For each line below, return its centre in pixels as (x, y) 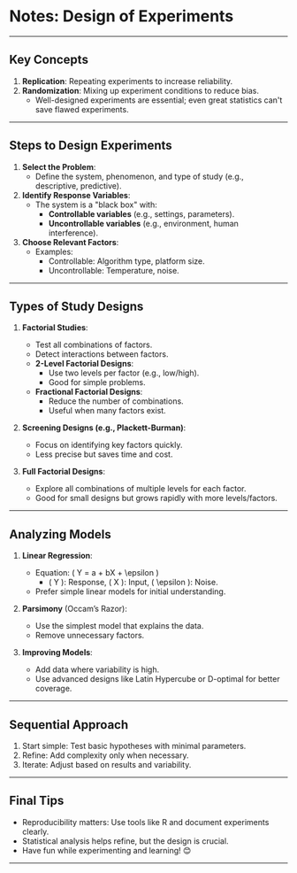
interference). (73, 233)
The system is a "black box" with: (96, 205)
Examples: (54, 251)
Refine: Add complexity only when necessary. (105, 755)
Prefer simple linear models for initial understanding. (130, 591)
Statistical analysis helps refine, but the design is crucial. (125, 841)
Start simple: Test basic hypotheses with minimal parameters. (134, 746)
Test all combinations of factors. (94, 345)
